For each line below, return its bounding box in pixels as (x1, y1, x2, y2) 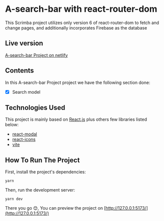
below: (5, 122, 19, 128)
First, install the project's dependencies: (5, 169, 86, 175)
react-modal (12, 131, 38, 137)
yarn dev (5, 196, 23, 202)
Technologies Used (5, 104, 65, 112)
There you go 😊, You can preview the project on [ (5, 205, 106, 211)
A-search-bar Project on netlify (5, 52, 68, 58)
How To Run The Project (5, 156, 80, 164)
